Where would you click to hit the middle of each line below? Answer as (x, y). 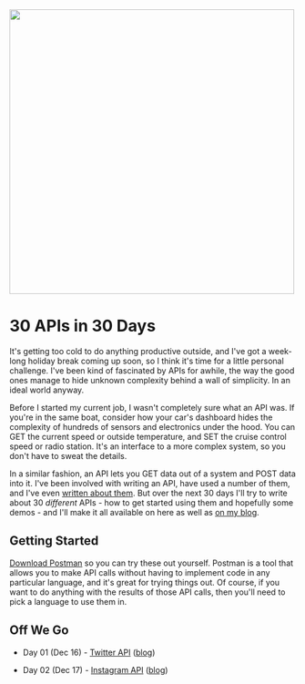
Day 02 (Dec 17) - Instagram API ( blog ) (95, 669)
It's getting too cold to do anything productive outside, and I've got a (138, 351)
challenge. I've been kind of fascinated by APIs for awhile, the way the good (152, 370)
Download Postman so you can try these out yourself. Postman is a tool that (152, 563)
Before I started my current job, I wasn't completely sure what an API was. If (152, 407)
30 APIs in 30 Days (83, 326)
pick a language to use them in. (68, 601)
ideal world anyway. (47, 390)
